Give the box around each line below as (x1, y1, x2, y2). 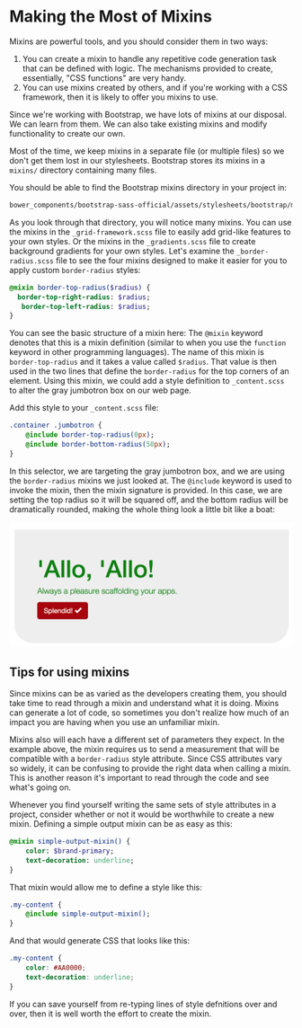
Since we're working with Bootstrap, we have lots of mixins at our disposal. (9, 109, 288, 120)
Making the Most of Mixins (9, 6, 213, 27)
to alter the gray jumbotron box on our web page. (9, 385, 191, 396)
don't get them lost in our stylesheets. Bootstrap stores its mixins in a (9, 155, 265, 165)
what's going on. (9, 782, 72, 793)
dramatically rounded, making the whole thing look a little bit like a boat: (9, 503, 276, 514)
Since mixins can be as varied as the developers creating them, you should (9, 688, 288, 699)
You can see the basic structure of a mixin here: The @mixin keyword (9, 328, 263, 339)
